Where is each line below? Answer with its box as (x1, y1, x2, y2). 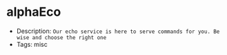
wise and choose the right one (16, 34, 107, 41)
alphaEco (6, 4, 61, 20)
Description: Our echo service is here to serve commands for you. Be (16, 27, 220, 35)
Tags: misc (16, 40, 48, 48)
